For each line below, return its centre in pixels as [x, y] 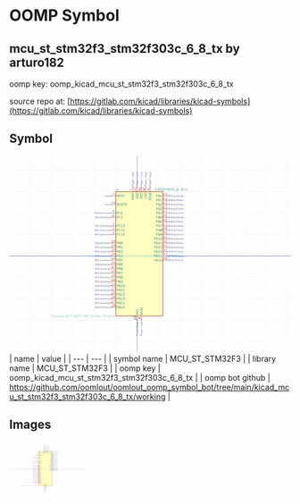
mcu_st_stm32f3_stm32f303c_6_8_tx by [125, 49]
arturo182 [37, 62]
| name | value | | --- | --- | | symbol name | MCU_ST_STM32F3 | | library [143, 358]
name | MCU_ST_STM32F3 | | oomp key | [85, 368]
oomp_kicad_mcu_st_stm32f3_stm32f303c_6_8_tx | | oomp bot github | [140, 377]
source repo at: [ [40, 101]
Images [30, 425]
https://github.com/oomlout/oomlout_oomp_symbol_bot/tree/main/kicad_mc [150, 387]
